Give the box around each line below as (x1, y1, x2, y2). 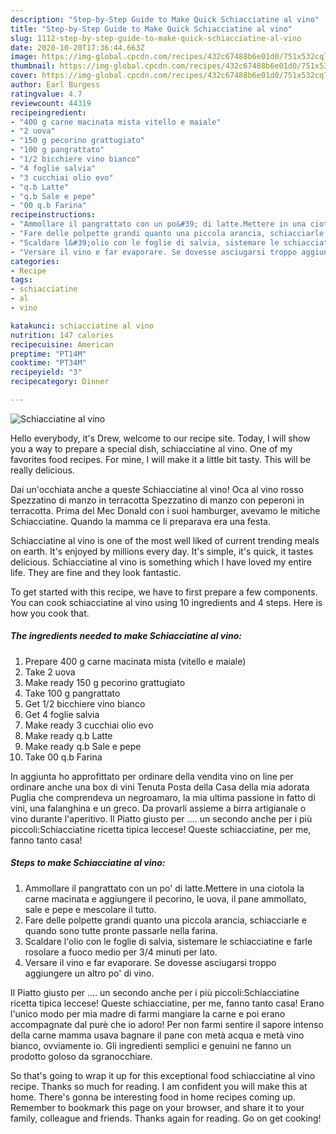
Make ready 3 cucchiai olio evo (24, 719, 154, 731)
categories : (10, 256, 60, 266)
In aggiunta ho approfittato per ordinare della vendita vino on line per (10, 770, 294, 782)
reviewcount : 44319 (10, 98, 92, 108)
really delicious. (10, 464, 75, 476)
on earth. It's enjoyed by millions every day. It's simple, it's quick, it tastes (10, 545, 314, 557)
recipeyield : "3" (10, 367, 83, 378)
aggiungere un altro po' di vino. (24, 967, 155, 979)
